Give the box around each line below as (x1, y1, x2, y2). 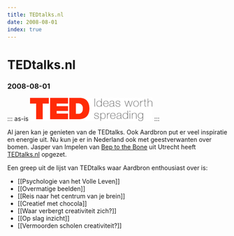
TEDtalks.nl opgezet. (7, 150, 67, 158)
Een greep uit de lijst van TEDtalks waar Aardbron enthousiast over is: (7, 164, 208, 172)
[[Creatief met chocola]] (17, 199, 87, 207)
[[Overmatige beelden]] (17, 184, 86, 193)
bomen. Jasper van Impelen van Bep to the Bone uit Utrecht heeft (7, 143, 196, 151)
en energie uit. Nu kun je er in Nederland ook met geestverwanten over (7, 135, 212, 143)
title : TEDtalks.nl (7, 11, 64, 18)
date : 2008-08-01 (7, 18, 58, 26)
